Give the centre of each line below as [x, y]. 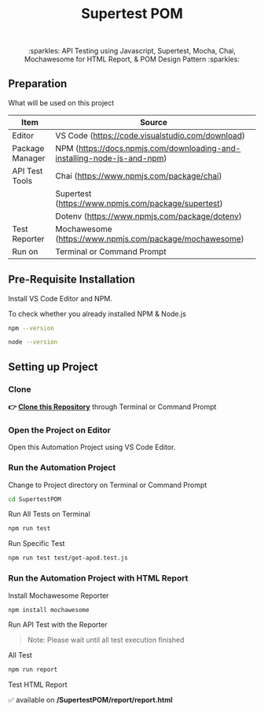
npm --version [31, 328]
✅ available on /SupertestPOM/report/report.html [90, 700]
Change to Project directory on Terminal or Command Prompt [108, 485]
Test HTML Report [38, 684]
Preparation [38, 84]
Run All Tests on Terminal [49, 514]
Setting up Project [53, 367]
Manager [29, 158]
